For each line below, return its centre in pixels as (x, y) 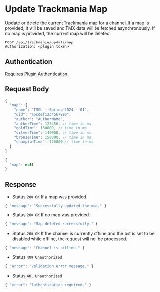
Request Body (27, 89)
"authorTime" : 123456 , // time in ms (53, 124)
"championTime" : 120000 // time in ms (54, 142)
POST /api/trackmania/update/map (39, 42)
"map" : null (22, 165)
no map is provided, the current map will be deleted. (58, 33)
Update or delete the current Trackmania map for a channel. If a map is (77, 23)
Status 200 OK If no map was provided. (51, 215)
